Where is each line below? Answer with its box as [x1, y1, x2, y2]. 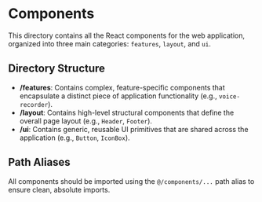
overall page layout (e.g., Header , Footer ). [19, 116, 153, 126]
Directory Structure [8, 62, 106, 75]
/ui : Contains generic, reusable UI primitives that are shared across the [19, 124, 249, 134]
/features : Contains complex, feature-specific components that [19, 83, 225, 92]
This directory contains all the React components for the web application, [8, 31, 246, 40]
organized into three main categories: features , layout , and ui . [8, 39, 212, 48]
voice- [218, 92, 241, 101]
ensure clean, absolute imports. [8, 185, 111, 194]
